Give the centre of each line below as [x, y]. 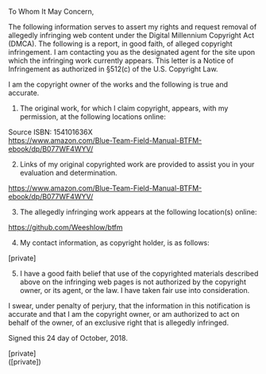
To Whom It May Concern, [51, 12]
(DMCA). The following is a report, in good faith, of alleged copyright [120, 44]
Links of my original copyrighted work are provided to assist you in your [137, 164]
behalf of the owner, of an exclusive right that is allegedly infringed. [118, 322]
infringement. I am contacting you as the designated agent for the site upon [132, 52]
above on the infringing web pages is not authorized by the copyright [133, 282]
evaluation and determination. [68, 173]
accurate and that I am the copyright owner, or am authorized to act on [124, 314]
